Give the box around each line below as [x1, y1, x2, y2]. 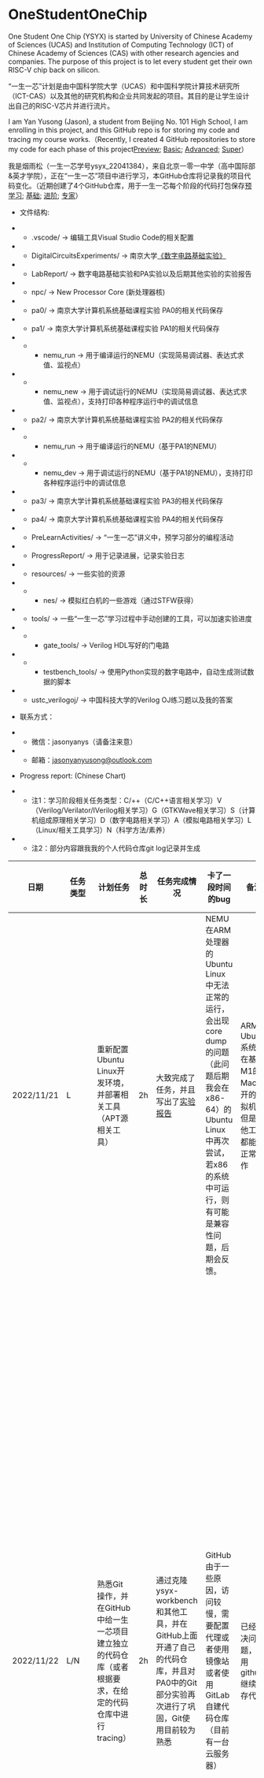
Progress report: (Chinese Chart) [19, 771, 126, 780]
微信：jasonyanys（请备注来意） [31, 737, 137, 746]
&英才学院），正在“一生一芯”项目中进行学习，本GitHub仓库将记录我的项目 [8, 171, 245, 180]
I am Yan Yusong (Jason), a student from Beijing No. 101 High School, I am [8, 117, 248, 126]
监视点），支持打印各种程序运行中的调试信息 [57, 396, 199, 406]
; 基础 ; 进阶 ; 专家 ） [22, 191, 82, 200]
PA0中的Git [156, 1677, 198, 1688]
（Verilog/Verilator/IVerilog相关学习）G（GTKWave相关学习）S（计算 [31, 805, 256, 815]
